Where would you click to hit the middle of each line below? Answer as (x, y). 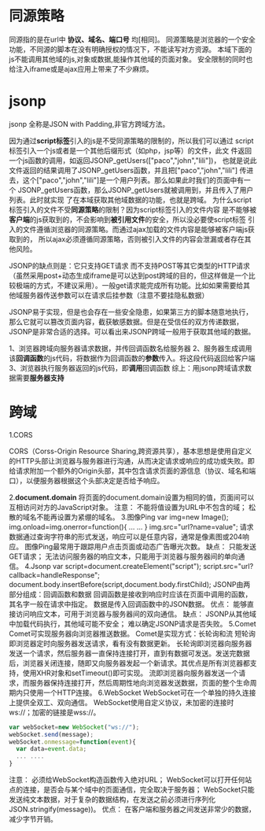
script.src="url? (228, 566)
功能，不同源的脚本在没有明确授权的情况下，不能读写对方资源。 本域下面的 (131, 49)
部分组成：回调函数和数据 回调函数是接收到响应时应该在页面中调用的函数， (131, 594)
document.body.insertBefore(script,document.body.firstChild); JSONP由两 (130, 584)
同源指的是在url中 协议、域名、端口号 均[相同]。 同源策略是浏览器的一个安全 (132, 39)
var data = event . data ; (52, 749)
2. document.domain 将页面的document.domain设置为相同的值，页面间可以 (132, 497)
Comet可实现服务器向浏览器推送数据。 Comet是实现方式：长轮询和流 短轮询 (132, 633)
